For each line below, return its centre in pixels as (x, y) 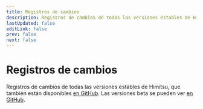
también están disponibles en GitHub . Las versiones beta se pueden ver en (100, 93)
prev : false (21, 35)
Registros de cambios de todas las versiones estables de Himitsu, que (93, 87)
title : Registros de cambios (43, 12)
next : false (21, 40)
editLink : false (27, 29)
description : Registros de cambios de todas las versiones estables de (98, 18)
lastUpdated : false (31, 23)
